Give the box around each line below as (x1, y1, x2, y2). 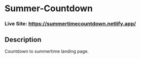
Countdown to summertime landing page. (4, 48, 89, 54)
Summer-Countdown (4, 3, 93, 14)
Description (4, 35, 41, 44)
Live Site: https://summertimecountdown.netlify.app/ (4, 20, 136, 27)
